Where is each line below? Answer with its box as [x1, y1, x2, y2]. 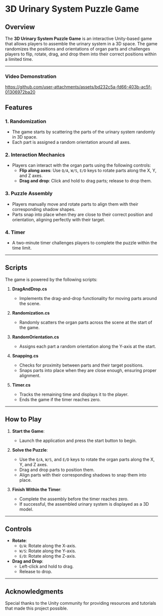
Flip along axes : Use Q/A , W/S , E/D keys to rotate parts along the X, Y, [19, 168, 157, 174]
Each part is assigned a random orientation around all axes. [12, 139, 131, 145]
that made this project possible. [5, 605, 68, 611]
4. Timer [5, 229, 26, 235]
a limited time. [5, 56, 33, 62]
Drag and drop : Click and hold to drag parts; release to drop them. [19, 178, 152, 184]
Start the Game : [12, 428, 45, 434]
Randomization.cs [12, 310, 50, 316]
